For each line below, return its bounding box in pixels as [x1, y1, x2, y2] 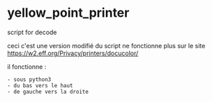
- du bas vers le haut [7, 82, 73, 89]
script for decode [7, 28, 57, 36]
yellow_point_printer [7, 5, 130, 21]
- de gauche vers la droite [7, 88, 89, 95]
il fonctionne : [7, 62, 47, 71]
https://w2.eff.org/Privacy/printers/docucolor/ [7, 49, 139, 57]
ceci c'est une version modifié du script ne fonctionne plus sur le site [7, 41, 206, 50]
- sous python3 [7, 75, 52, 83]
